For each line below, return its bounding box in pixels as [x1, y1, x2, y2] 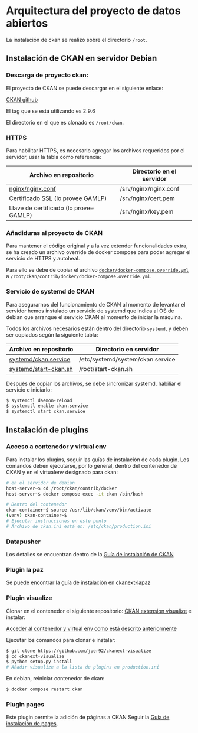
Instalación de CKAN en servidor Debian [6, 53, 157, 63]
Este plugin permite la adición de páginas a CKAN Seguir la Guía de [6, 714, 170, 721]
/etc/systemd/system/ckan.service [79, 355, 176, 363]
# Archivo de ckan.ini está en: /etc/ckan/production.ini [6, 523, 151, 529]
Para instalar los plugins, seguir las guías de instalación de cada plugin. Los [6, 456, 190, 463]
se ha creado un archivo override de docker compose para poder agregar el [6, 249, 191, 256]
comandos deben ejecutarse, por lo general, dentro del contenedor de [6, 462, 177, 469]
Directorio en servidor [95, 345, 159, 353]
